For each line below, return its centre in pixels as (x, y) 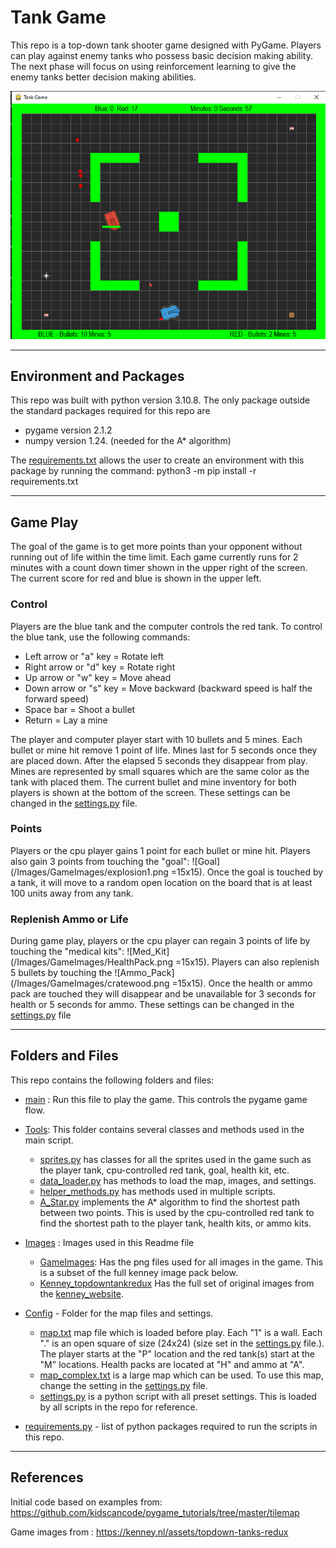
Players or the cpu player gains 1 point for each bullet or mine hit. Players (160, 850)
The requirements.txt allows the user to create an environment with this (157, 460)
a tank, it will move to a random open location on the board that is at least (161, 882)
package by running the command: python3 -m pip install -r (133, 471)
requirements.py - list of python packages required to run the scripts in (171, 1426)
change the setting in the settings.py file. (123, 1385)
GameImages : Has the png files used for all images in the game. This (181, 1262)
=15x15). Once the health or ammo (242, 983)
